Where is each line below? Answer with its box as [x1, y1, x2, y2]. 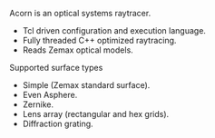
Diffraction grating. [22, 118, 93, 129]
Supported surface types [9, 63, 103, 73]
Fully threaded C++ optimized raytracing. [22, 35, 177, 45]
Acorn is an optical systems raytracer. [9, 8, 151, 18]
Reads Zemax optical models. [22, 44, 133, 55]
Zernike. [22, 99, 54, 110]
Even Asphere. [22, 90, 78, 100]
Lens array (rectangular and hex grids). [22, 109, 170, 119]
